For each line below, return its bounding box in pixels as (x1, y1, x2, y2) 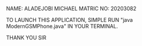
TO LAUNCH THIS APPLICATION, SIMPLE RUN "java (6, 17, 133, 23)
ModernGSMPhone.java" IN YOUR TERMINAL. (6, 23, 118, 29)
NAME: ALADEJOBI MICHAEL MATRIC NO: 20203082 (6, 5, 137, 12)
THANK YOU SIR (6, 34, 47, 41)
